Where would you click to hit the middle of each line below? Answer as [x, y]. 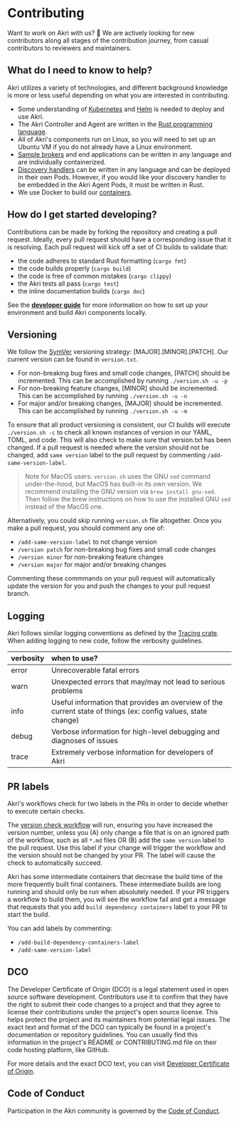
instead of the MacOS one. [64, 507]
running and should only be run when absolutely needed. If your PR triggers [118, 892]
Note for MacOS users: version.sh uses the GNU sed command [118, 477]
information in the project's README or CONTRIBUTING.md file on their [112, 1042]
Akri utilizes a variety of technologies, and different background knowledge [118, 88]
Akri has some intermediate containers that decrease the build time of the [115, 877]
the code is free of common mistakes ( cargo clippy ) [95, 276]
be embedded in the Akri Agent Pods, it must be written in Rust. [111, 185]
